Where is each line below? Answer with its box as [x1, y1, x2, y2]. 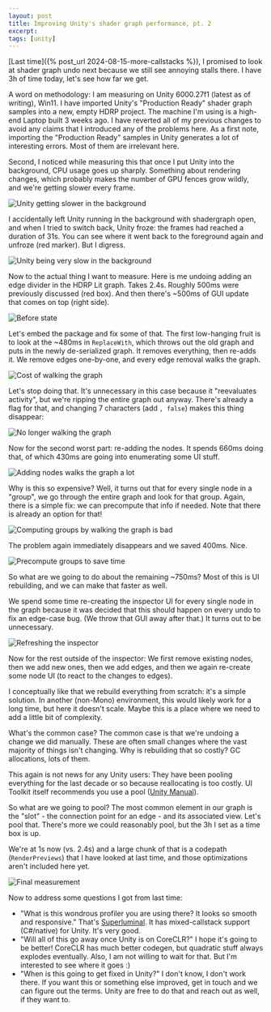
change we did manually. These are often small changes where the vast [8, 737, 248, 747]
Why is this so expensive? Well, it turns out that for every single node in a [8, 483, 252, 493]
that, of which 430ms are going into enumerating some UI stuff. [8, 452, 220, 462]
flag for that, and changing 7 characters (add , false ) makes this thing [8, 403, 244, 414]
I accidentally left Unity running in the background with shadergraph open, [8, 214, 256, 224]
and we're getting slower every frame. [8, 183, 136, 193]
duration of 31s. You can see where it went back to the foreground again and [8, 232, 264, 242]
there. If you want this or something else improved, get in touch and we [19, 978, 258, 988]
